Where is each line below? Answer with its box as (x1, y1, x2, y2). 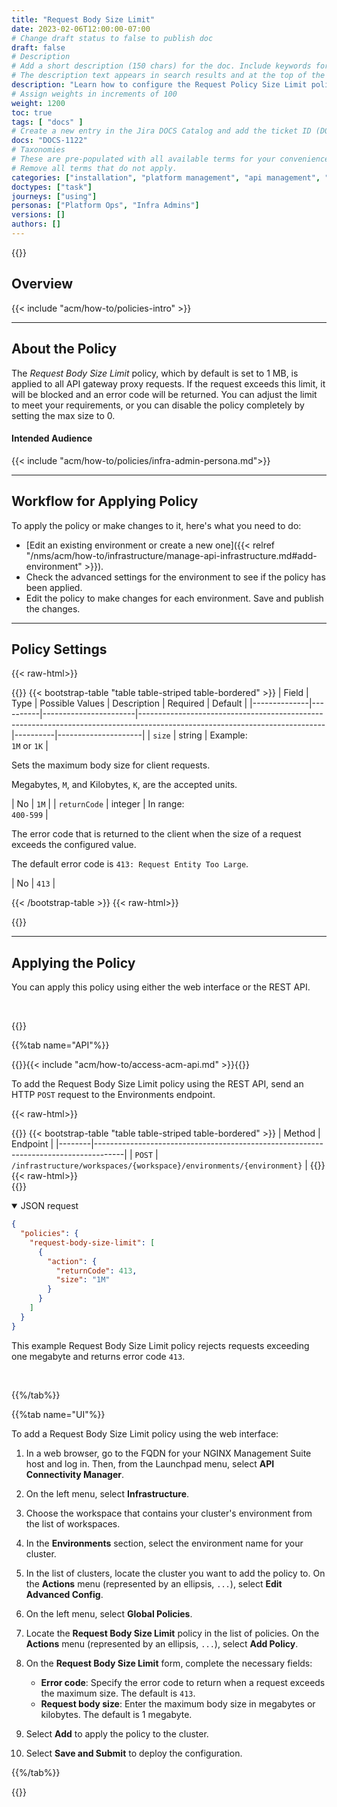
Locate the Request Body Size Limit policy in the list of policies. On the (25, 1627, 320, 1639)
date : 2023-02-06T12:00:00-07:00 (11, 24, 151, 34)
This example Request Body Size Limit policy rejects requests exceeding (11, 1339, 310, 1351)
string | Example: (178, 729, 248, 741)
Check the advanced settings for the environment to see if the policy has (25, 571, 326, 583)
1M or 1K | (11, 740, 49, 752)
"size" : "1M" (55, 1275, 111, 1285)
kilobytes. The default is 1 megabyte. (40, 1708, 193, 1720)
